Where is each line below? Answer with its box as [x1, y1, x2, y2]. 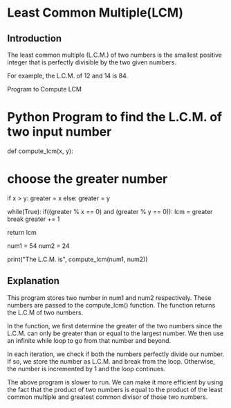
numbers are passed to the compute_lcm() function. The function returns [7, 301, 216, 309]
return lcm [7, 228, 37, 236]
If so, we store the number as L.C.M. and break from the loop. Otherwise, [7, 357, 216, 365]
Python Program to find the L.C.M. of [7, 109, 223, 125]
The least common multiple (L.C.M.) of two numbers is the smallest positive [7, 51, 223, 59]
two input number [7, 124, 112, 140]
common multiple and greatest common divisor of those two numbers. [7, 393, 208, 401]
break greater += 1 [7, 215, 60, 223]
